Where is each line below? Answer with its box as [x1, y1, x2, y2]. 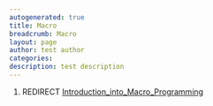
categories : [9, 54, 53, 63]
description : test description [9, 63, 125, 72]
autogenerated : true [9, 12, 86, 22]
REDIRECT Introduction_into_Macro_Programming [21, 86, 204, 97]
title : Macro [9, 21, 57, 30]
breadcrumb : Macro [9, 29, 77, 38]
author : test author [9, 46, 86, 55]
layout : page [9, 37, 57, 47]
